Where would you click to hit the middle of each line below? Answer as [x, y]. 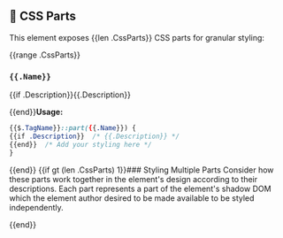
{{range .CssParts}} [45, 55]
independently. [36, 207]
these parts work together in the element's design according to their [134, 179]
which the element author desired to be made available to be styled [132, 198]
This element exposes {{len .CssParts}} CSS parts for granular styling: [137, 37]
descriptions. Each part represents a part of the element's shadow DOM [140, 188]
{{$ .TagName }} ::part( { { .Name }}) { [73, 128]
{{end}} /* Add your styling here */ [80, 144]
